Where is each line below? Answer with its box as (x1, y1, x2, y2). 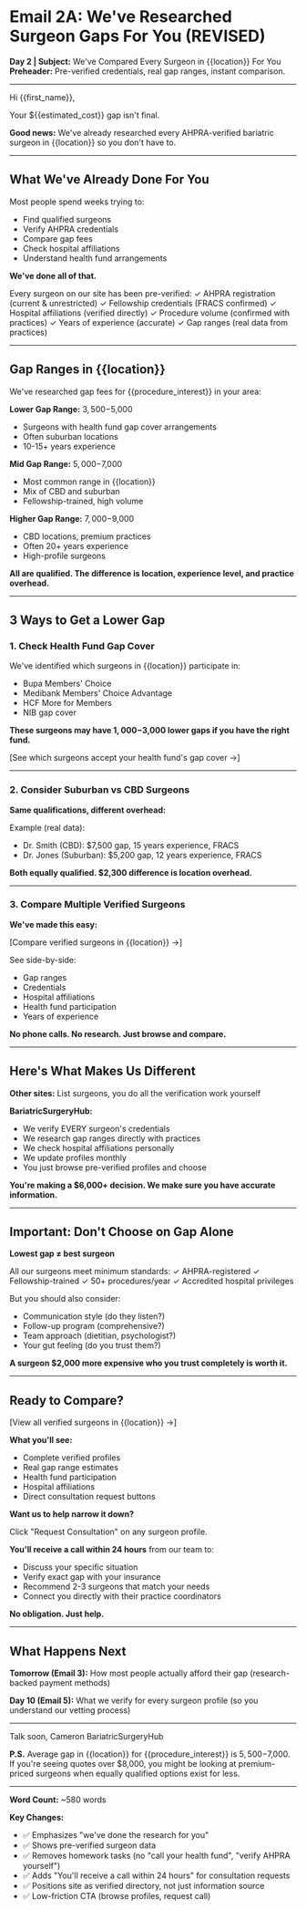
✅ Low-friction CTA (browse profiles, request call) (22, 1891, 211, 1902)
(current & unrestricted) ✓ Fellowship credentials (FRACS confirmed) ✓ (9, 297, 278, 308)
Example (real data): (9, 822, 85, 833)
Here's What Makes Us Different (9, 1064, 196, 1079)
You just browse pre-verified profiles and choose (22, 1161, 207, 1173)
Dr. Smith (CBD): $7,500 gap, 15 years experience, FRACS (22, 839, 240, 850)
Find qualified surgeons (22, 213, 112, 224)
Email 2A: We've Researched (9, 6, 232, 27)
